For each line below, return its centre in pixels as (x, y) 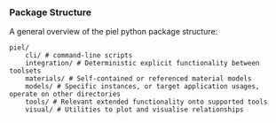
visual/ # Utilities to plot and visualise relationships (134, 110)
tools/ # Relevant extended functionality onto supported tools (146, 102)
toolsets (25, 71)
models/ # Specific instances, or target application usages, (142, 87)
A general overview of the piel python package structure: (114, 32)
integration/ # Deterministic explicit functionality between (142, 64)
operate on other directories (65, 95)
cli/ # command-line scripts (79, 56)
